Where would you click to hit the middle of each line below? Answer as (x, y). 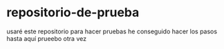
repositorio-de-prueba (73, 13)
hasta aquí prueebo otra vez (47, 38)
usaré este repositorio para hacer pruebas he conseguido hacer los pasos (112, 31)
